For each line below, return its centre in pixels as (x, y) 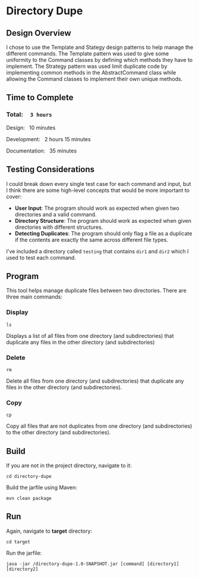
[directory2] (22, 569)
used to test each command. (41, 257)
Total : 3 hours (29, 114)
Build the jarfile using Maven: (42, 487)
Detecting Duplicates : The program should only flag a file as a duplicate (103, 233)
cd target (18, 542)
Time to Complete (40, 97)
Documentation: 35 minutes (42, 151)
